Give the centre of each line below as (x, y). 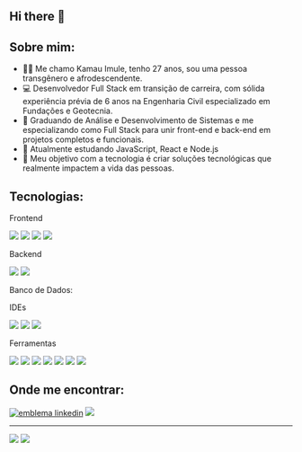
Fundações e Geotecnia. (67, 111)
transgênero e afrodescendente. (82, 78)
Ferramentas (33, 343)
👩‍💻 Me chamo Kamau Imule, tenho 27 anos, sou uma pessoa (135, 69)
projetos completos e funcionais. (83, 139)
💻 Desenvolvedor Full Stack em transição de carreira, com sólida (143, 89)
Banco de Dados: (41, 290)
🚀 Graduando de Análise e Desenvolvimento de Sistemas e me (138, 120)
